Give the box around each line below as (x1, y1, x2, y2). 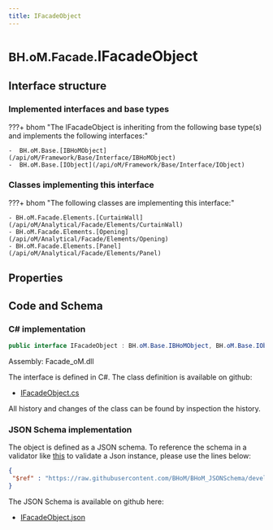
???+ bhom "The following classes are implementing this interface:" (8, 198, 235, 207)
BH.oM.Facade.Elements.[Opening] (15, 228, 129, 236)
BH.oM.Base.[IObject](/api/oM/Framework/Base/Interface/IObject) (19, 160, 245, 169)
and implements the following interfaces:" (8, 131, 149, 141)
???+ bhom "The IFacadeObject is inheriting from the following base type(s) (8, 122, 262, 132)
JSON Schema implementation (8, 424, 132, 435)
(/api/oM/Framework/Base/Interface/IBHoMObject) (8, 154, 176, 162)
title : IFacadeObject (8, 11, 82, 20)
